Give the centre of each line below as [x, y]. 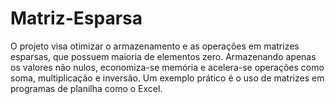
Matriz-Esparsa [76, 18]
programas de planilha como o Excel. [86, 88]
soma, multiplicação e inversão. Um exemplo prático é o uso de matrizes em [167, 78]
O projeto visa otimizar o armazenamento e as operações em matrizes [155, 46]
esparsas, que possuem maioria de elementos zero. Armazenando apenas [163, 56]
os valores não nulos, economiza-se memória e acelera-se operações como [167, 67]
